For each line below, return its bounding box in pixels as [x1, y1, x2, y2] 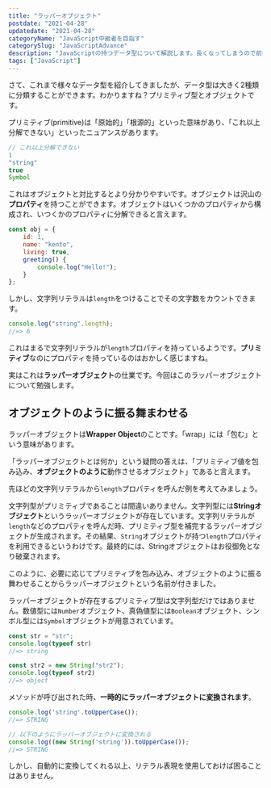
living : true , [23, 248, 70, 256]
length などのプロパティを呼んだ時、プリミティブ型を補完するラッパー [8, 521, 242, 530]
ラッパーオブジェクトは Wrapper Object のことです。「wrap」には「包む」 [8, 429, 252, 438]
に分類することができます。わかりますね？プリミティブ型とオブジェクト [8, 90, 248, 99]
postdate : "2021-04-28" [8, 19, 89, 27]
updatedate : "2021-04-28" [8, 27, 95, 35]
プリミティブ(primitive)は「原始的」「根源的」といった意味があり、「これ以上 [8, 117, 261, 127]
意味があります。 [22, 439, 79, 449]
